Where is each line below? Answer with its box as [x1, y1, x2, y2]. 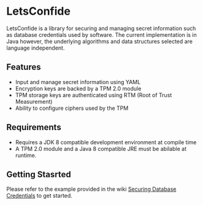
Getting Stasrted [6, 169, 72, 179]
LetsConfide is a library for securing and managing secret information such [6, 25, 196, 32]
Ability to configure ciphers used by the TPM [15, 104, 129, 112]
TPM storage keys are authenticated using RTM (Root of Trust [15, 91, 172, 99]
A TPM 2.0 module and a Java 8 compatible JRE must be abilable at [15, 145, 187, 152]
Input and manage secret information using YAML [15, 78, 141, 85]
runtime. [15, 152, 37, 159]
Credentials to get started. [6, 192, 72, 199]
